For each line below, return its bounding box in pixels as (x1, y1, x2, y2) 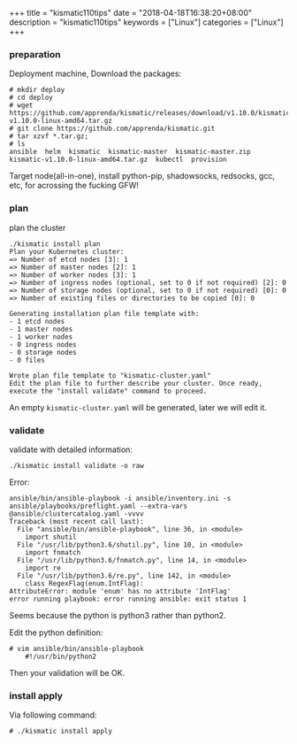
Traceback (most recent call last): (9, 517, 144, 525)
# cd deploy (9, 93, 53, 103)
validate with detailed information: (9, 444, 133, 455)
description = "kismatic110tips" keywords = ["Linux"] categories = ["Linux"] (9, 17, 285, 27)
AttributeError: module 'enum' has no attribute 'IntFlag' (9, 587, 232, 595)
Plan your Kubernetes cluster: (9, 247, 125, 256)
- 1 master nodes (9, 325, 73, 334)
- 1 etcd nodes (9, 317, 65, 326)
